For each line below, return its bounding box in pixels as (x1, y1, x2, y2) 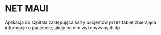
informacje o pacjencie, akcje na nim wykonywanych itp (5, 24, 120, 30)
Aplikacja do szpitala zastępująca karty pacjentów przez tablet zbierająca (5, 19, 156, 25)
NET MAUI (5, 3, 49, 14)
